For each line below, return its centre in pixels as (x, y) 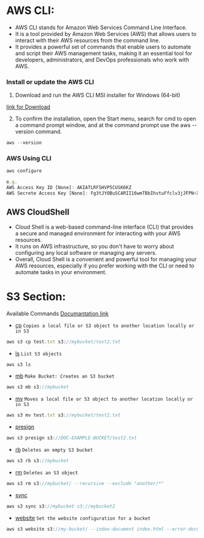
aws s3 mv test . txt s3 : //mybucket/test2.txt (63, 415)
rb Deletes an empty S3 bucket (54, 450)
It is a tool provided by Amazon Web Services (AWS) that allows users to (106, 33)
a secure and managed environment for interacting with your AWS (98, 233)
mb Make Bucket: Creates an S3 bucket (65, 376)
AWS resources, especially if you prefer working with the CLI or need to (104, 266)
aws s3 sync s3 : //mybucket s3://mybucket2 (61, 506)
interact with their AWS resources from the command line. (87, 40)
